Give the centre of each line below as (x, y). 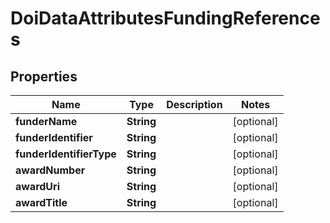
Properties (44, 76)
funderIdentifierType (66, 154)
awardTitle (41, 202)
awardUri (37, 186)
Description (194, 104)
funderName (46, 121)
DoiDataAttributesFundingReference (165, 18)
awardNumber (50, 170)
